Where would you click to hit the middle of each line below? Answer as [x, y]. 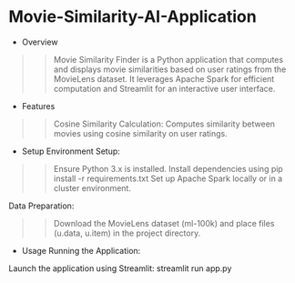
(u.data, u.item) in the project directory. [127, 233]
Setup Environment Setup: [71, 151]
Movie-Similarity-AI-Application [132, 17]
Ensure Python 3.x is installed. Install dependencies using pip [168, 168]
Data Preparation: [41, 206]
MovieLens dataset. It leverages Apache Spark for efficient [164, 78]
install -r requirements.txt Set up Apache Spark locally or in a [168, 178]
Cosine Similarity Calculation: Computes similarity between [164, 124]
